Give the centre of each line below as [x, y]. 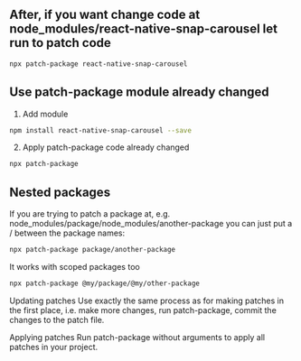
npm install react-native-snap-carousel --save [101, 130]
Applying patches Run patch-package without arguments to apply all [137, 337]
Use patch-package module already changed [139, 93]
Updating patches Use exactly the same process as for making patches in [147, 301]
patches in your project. [54, 347]
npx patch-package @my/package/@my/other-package [105, 283]
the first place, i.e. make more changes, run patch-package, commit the [143, 310]
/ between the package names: [67, 233]
